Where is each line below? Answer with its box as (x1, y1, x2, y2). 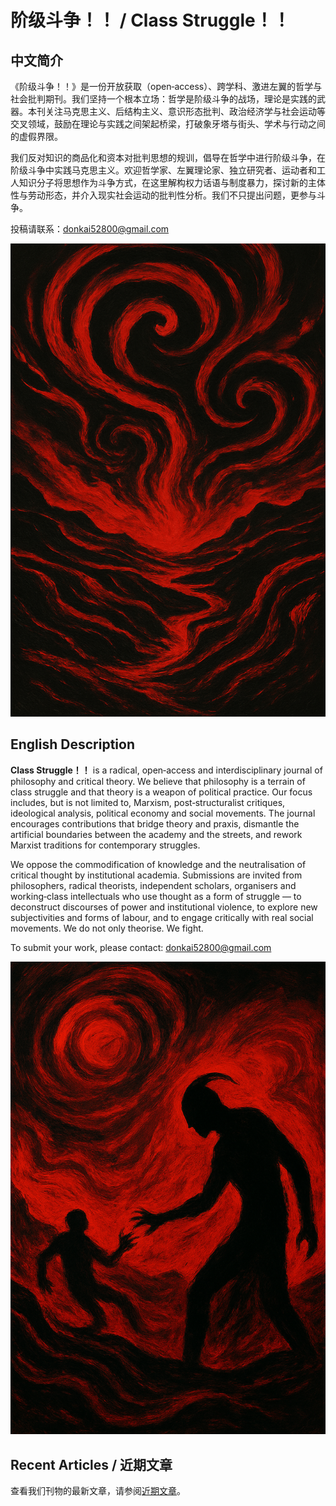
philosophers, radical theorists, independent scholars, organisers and (10, 879, 297, 891)
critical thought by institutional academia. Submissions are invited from (10, 869, 303, 881)
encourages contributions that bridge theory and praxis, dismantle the (10, 817, 300, 830)
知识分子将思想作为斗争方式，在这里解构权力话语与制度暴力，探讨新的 (18, 177, 308, 188)
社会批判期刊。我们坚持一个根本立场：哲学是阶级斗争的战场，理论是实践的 (10, 93, 317, 105)
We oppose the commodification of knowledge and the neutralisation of (10, 858, 307, 870)
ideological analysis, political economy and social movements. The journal (10, 807, 316, 819)
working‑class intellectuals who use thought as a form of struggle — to (10, 890, 302, 902)
